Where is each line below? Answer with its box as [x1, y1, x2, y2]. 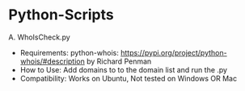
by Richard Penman [86, 56, 152, 66]
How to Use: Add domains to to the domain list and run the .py [19, 64, 228, 74]
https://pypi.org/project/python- [120, 48, 228, 57]
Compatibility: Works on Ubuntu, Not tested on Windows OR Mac [19, 73, 237, 83]
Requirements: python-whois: [19, 48, 119, 57]
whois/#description [19, 56, 85, 66]
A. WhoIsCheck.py [8, 32, 70, 42]
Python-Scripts [8, 6, 115, 24]
